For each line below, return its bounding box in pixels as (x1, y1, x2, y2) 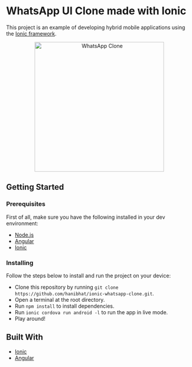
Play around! (14, 315, 46, 322)
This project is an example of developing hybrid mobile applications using (6, 24, 186, 31)
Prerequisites (6, 200, 45, 208)
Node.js (14, 231, 34, 238)
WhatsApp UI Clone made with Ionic (6, 4, 187, 18)
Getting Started (6, 182, 64, 192)
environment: (6, 219, 38, 226)
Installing (6, 259, 34, 267)
